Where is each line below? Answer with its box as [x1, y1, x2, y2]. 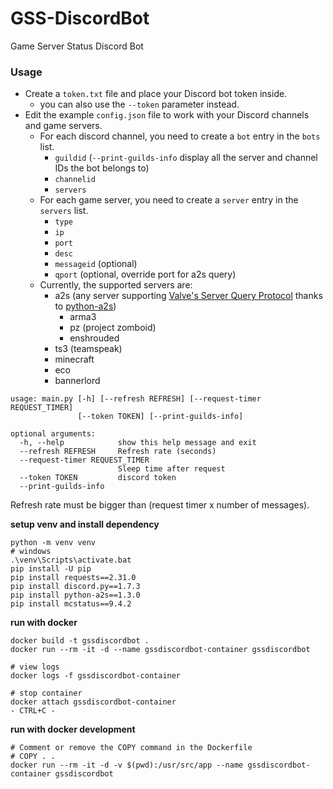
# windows [10, 547, 52, 557]
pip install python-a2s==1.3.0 [10, 590, 141, 601]
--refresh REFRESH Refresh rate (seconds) [19, 447, 217, 457]
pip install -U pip [10, 564, 92, 574]
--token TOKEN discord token [19, 473, 177, 483]
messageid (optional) [54, 258, 138, 270]
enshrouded [69, 332, 120, 344]
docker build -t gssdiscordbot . [10, 636, 150, 646]
